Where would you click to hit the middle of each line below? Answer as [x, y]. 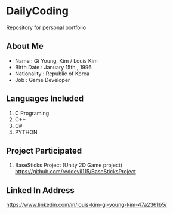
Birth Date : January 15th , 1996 [53, 67]
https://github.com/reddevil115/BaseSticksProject [75, 172]
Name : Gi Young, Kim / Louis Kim [56, 60]
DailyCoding [38, 11]
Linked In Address [40, 190]
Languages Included [45, 99]
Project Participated [44, 151]
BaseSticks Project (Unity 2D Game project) [69, 165]
